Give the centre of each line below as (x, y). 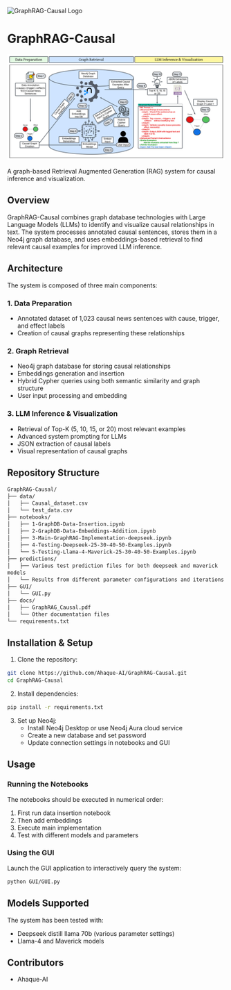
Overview (29, 200)
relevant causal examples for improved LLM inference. (85, 246)
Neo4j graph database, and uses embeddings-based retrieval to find (105, 239)
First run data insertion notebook (64, 813)
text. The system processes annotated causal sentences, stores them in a (112, 232)
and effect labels (41, 326)
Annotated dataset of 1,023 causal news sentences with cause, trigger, (118, 318)
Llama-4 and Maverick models (61, 941)
